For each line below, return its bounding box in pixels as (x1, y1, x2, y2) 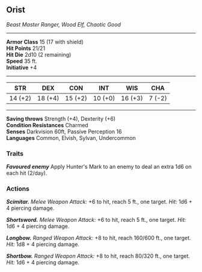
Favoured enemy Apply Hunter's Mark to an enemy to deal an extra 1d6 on (6, 163, 192, 171)
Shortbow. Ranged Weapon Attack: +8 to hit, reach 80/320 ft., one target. (6, 253, 191, 260)
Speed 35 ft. (6, 57, 37, 65)
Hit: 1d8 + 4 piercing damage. (6, 241, 80, 248)
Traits (6, 149, 24, 157)
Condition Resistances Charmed (6, 121, 88, 128)
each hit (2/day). (6, 169, 47, 177)
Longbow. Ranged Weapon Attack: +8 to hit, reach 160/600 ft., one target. (6, 235, 191, 242)
